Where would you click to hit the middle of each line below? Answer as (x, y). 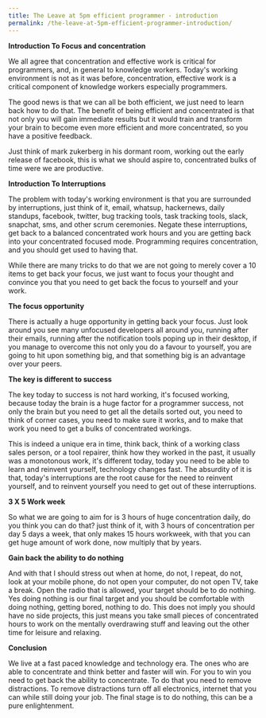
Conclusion (28, 648)
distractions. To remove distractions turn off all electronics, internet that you (132, 689)
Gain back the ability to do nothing (66, 557)
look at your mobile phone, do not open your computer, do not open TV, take (133, 581)
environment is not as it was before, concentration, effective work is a (122, 78)
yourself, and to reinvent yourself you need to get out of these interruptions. (132, 486)
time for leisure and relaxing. (55, 632)
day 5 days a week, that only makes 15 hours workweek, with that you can (129, 533)
